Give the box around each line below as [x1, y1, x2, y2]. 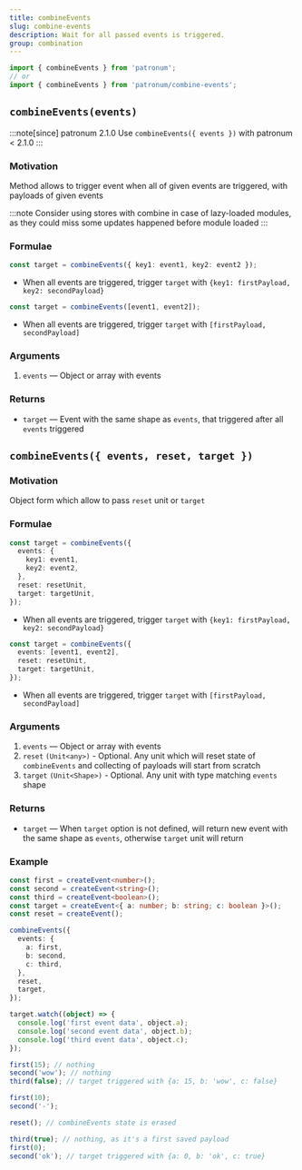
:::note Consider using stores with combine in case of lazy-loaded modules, [9, 207, 292, 218]
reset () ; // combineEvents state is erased [9, 1118, 177, 1127]
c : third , [25, 959, 63, 968]
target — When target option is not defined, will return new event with [22, 823, 288, 834]
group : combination [9, 38, 83, 48]
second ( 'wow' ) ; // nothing [9, 1068, 112, 1077]
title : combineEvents [9, 13, 92, 23]
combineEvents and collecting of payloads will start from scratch [22, 760, 261, 771]
